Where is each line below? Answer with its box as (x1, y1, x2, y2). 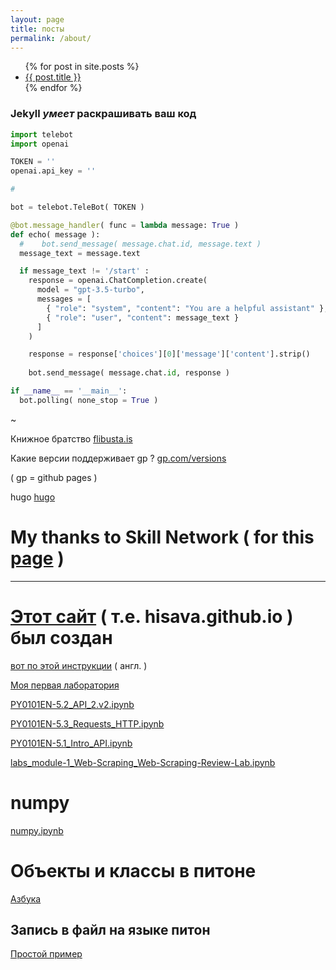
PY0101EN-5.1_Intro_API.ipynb (10, 737, 133, 749)
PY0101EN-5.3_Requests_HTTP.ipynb (10, 717, 165, 730)
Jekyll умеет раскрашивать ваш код (10, 107, 197, 121)
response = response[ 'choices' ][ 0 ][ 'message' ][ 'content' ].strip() (28, 349, 311, 360)
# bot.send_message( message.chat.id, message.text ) (19, 239, 262, 249)
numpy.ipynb (10, 824, 64, 836)
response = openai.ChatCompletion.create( (28, 276, 208, 286)
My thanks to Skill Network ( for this (10, 526, 315, 548)
